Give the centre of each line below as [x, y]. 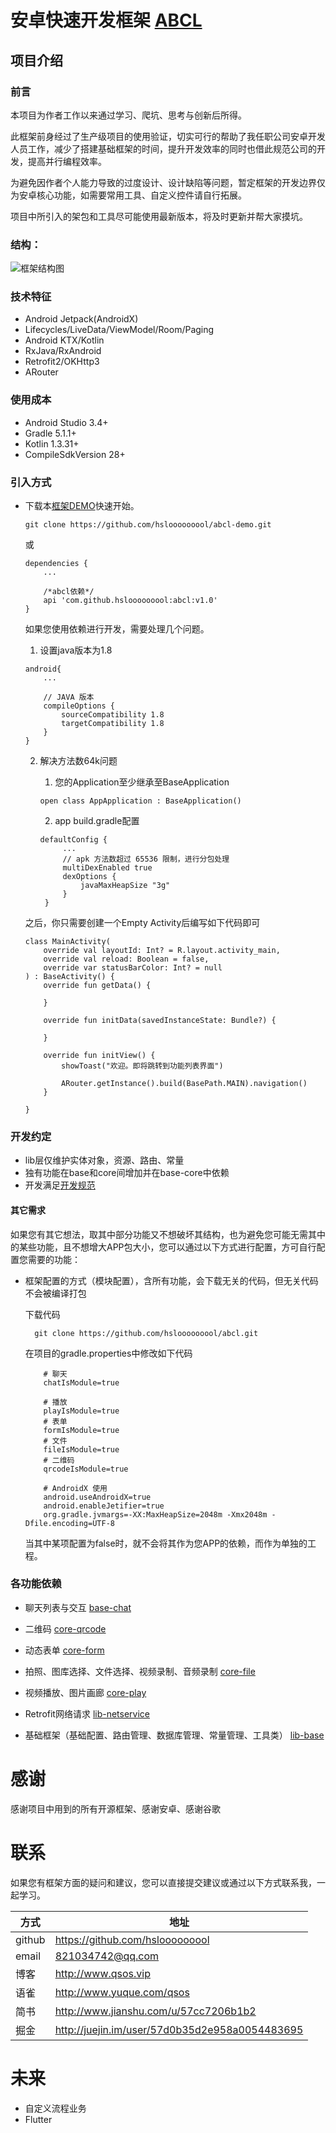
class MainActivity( [67, 942]
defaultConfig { [73, 840]
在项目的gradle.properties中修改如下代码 [108, 1353]
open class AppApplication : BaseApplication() [140, 801]
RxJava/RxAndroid [63, 351]
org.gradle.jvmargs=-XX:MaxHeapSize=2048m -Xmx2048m [155, 1514]
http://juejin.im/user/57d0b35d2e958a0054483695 [179, 2029]
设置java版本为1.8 [76, 650]
